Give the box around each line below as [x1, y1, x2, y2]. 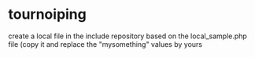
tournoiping [8, 5, 87, 23]
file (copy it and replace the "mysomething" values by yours [8, 39, 203, 48]
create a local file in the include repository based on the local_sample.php [8, 31, 248, 41]
